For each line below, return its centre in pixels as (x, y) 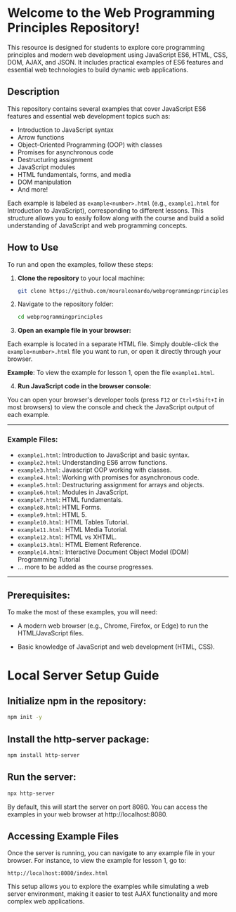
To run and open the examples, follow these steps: (80, 264)
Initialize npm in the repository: (77, 701)
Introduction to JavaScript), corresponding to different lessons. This (105, 210)
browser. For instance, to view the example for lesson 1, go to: (97, 861)
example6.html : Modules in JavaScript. (73, 492)
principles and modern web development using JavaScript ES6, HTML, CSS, (118, 55)
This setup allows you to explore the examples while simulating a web (108, 887)
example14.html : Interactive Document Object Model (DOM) (103, 552)
